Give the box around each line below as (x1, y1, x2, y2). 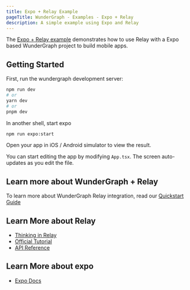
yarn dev (6, 97, 28, 104)
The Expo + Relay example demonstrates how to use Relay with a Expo (6, 36, 179, 43)
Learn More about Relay (6, 216, 96, 226)
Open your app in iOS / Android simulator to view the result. (6, 142, 152, 149)
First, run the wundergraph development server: (6, 75, 123, 82)
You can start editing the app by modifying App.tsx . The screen (6, 153, 161, 160)
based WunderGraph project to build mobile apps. (6, 42, 128, 49)
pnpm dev (6, 109, 28, 114)
